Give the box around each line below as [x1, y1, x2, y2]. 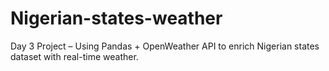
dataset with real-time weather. [10, 50, 139, 62]
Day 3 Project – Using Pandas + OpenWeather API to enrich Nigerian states [10, 40, 320, 52]
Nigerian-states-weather [10, 7, 223, 30]
